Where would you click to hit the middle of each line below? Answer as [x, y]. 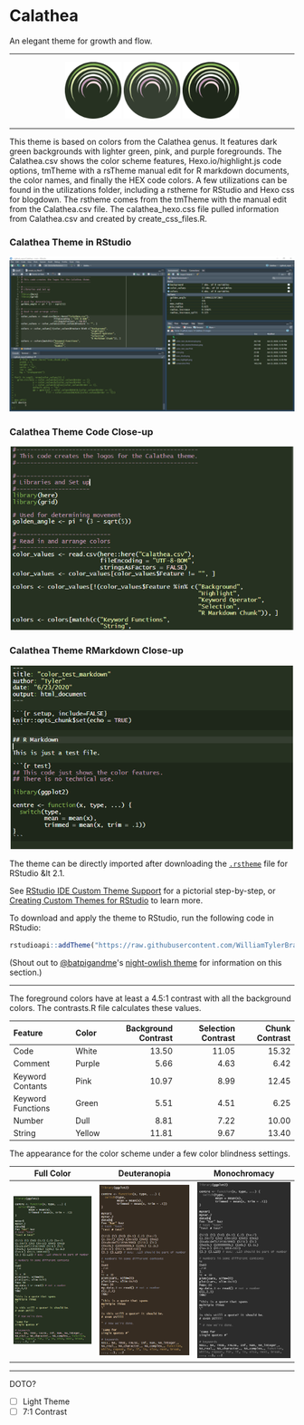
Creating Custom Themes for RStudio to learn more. [106, 900]
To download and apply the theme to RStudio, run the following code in [142, 918]
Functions [32, 1108]
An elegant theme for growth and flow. [81, 41]
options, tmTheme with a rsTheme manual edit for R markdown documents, [149, 170]
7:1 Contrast [45, 1411]
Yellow [88, 1133]
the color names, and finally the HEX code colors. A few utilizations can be [148, 180]
